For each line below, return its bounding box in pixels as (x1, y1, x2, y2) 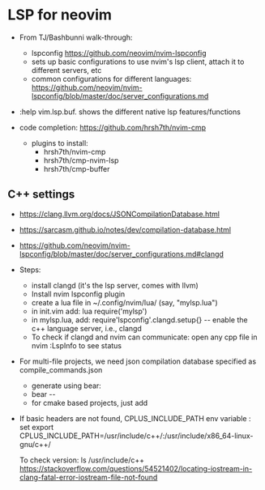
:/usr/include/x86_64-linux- (162, 431, 254, 441)
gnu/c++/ (19, 439, 52, 449)
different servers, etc (31, 65, 102, 75)
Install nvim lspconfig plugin (31, 289, 126, 299)
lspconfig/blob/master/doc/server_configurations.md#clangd (19, 249, 224, 258)
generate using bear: (31, 381, 102, 390)
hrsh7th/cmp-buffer (43, 164, 110, 173)
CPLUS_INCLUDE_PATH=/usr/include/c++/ (19, 431, 163, 441)
